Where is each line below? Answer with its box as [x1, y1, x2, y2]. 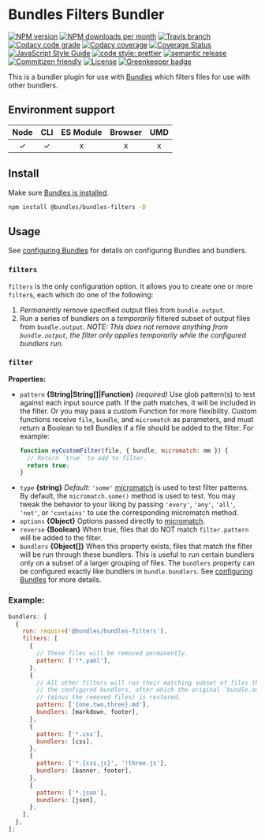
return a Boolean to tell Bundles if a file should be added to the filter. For [19, 423, 254, 432]
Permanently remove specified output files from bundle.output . [19, 305, 226, 315]
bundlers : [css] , [36, 737, 93, 745]
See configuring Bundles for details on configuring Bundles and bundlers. [8, 246, 247, 256]
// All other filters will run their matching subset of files [36, 678, 248, 687]
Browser [110, 126, 143, 137]
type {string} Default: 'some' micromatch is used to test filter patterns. [19, 483, 249, 492]
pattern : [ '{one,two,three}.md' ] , [36, 700, 150, 709]
